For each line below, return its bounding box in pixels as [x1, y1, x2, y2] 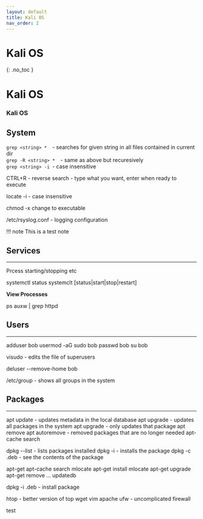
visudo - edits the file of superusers [6, 353, 95, 361]
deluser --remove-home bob [6, 365, 78, 372]
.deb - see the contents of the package [6, 453, 104, 460]
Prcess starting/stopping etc [6, 267, 77, 275]
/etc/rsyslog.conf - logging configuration [6, 216, 108, 224]
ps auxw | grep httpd [6, 302, 59, 310]
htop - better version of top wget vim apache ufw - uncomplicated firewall [6, 495, 191, 502]
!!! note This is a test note [6, 228, 69, 235]
